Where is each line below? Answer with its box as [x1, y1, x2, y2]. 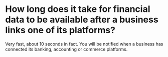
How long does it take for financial [5, 3, 150, 15]
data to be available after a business [5, 14, 159, 25]
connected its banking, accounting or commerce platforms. [5, 46, 128, 52]
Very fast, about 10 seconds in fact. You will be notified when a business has [5, 41, 163, 47]
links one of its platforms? [5, 25, 116, 36]
